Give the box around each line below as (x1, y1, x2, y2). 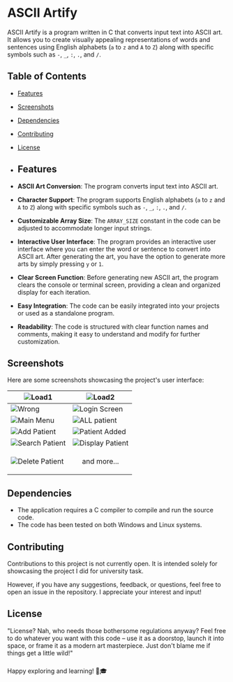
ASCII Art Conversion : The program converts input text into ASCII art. (17, 181, 218, 190)
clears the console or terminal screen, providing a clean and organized (17, 281, 221, 289)
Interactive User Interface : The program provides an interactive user (17, 237, 216, 246)
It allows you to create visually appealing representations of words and (7, 35, 211, 43)
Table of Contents (7, 71, 87, 82)
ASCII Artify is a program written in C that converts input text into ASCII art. (7, 28, 223, 36)
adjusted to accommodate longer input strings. (17, 223, 152, 232)
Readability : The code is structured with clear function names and (17, 323, 209, 331)
